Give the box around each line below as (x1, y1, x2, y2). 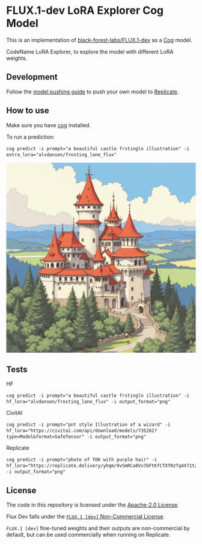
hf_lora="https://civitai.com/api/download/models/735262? (6, 428, 158, 434)
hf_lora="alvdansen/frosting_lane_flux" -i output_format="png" (6, 399, 171, 405)
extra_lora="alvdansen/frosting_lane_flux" (6, 151, 117, 157)
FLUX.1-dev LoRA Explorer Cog (6, 4, 164, 17)
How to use (6, 106, 49, 116)
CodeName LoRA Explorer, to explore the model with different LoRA (6, 48, 174, 55)
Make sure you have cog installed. (6, 121, 91, 128)
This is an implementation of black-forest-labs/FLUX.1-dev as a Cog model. (6, 36, 192, 43)
